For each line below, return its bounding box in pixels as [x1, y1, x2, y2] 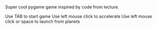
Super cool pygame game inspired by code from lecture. [5, 4, 119, 10]
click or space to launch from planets [5, 19, 80, 24]
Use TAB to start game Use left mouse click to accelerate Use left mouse [5, 14, 152, 19]
